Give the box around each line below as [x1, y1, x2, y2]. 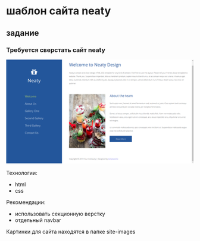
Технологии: [6, 170, 37, 177]
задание [6, 28, 39, 38]
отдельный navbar [14, 217, 61, 224]
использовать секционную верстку [14, 210, 105, 218]
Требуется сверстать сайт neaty [6, 46, 106, 54]
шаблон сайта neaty [6, 4, 111, 18]
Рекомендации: [6, 199, 46, 206]
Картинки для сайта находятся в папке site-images [6, 228, 136, 236]
